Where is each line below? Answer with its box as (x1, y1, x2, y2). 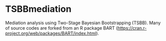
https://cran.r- (117, 25, 147, 31)
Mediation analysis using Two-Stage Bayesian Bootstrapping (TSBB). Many (5, 20, 161, 26)
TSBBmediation (5, 3, 72, 15)
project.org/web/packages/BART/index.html (5, 30, 97, 36)
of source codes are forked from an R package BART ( (5, 25, 118, 31)
